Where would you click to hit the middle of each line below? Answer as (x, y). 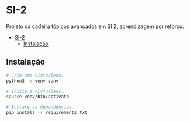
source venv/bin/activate (37, 97)
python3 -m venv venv (32, 81)
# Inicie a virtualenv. (35, 91)
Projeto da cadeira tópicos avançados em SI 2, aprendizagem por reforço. (95, 26)
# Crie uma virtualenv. (35, 75)
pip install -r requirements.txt (47, 113)
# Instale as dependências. (40, 107)
